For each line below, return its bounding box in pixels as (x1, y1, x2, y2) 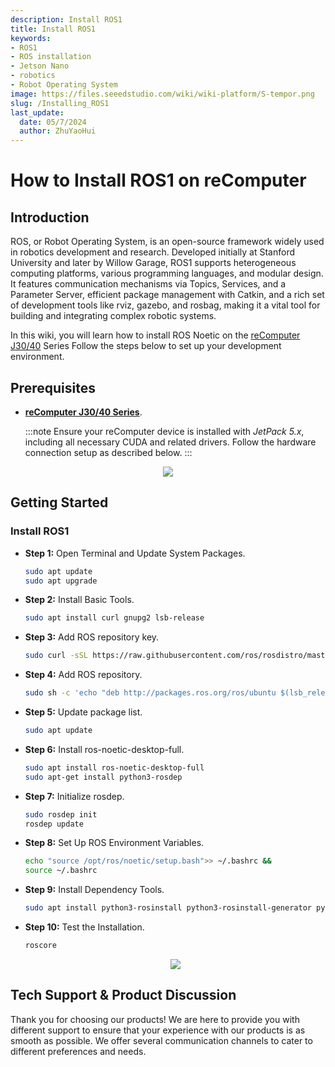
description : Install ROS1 (10, 14, 123, 25)
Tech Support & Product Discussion (10, 987, 237, 1004)
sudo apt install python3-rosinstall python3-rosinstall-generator (24, 903, 312, 913)
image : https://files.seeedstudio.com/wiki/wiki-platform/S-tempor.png (10, 89, 315, 99)
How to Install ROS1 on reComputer (10, 169, 307, 192)
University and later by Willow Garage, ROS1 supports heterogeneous (10, 257, 297, 269)
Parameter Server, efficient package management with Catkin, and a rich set (10, 289, 325, 301)
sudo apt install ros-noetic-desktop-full (24, 762, 205, 773)
